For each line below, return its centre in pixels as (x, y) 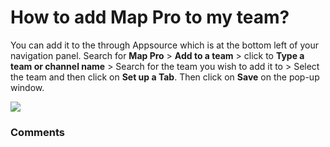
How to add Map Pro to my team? (150, 17)
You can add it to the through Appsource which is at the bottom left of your (165, 45)
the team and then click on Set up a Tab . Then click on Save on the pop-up (165, 77)
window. (27, 87)
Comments (37, 132)
